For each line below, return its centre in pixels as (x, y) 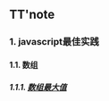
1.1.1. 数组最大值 (38, 87)
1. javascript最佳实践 (54, 42)
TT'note (32, 15)
